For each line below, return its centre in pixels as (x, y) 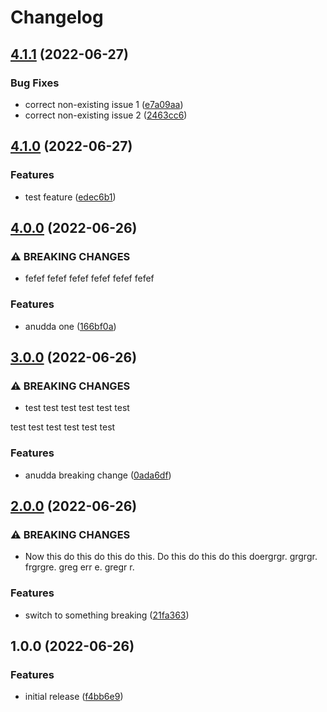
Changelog (57, 17)
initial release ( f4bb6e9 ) (74, 697)
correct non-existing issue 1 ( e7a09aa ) (104, 104)
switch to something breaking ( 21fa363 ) (107, 615)
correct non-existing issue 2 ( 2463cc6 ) (106, 115)
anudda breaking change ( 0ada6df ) (98, 475)
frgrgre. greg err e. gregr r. (79, 567)
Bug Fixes (35, 83)
